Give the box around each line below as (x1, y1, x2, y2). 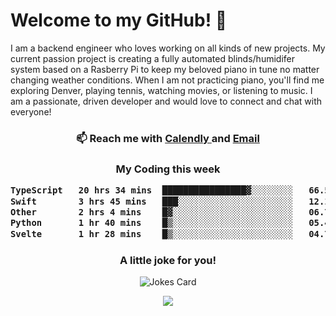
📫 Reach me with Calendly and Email (76, 131, 260, 145)
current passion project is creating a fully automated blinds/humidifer (10, 52, 295, 64)
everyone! (10, 105, 52, 118)
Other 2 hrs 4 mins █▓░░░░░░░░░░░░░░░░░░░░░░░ (10, 206, 294, 218)
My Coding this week (115, 162, 221, 176)
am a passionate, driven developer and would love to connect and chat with (10, 95, 323, 107)
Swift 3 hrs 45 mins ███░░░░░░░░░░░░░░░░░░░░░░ (10, 195, 294, 207)
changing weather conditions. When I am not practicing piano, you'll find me (10, 74, 325, 86)
